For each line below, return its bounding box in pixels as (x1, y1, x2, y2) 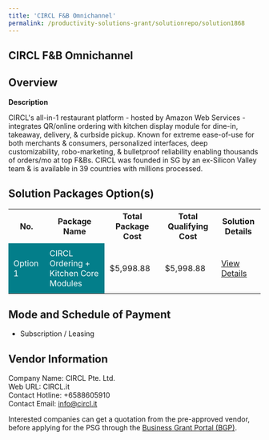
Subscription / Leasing (19, 329, 94, 338)
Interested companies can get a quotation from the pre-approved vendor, (8, 414, 251, 424)
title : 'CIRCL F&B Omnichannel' (8, 11, 116, 20)
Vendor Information (8, 352, 108, 366)
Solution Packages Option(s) (8, 187, 155, 201)
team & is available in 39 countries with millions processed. (8, 163, 203, 173)
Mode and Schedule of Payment (8, 307, 171, 321)
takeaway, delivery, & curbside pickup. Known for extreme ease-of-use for (8, 130, 255, 139)
